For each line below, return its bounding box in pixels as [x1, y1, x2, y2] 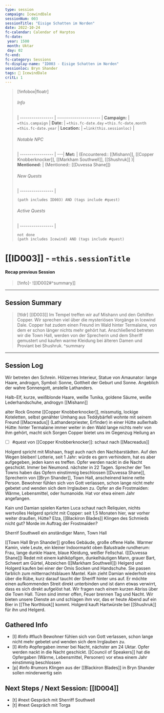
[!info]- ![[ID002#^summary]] [17, 280, 76, 286]
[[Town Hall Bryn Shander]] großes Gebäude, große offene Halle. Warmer [5, 539, 153, 545]
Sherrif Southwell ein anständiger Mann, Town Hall [5, 530, 107, 535]
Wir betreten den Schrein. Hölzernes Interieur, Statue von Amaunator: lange [5, 374, 157, 380]
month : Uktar [7, 43, 34, 48]
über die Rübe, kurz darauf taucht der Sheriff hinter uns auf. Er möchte [5, 575, 147, 581]
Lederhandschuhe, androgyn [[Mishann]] [5, 399, 88, 405]
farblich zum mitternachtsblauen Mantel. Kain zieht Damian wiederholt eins [5, 570, 156, 576]
